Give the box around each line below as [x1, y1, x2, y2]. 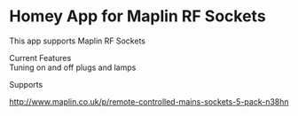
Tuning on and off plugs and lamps [9, 62, 137, 73]
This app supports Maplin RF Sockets [9, 35, 146, 46]
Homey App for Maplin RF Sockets [9, 6, 266, 27]
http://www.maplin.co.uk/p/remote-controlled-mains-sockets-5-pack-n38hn [9, 96, 290, 107]
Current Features [9, 52, 72, 63]
